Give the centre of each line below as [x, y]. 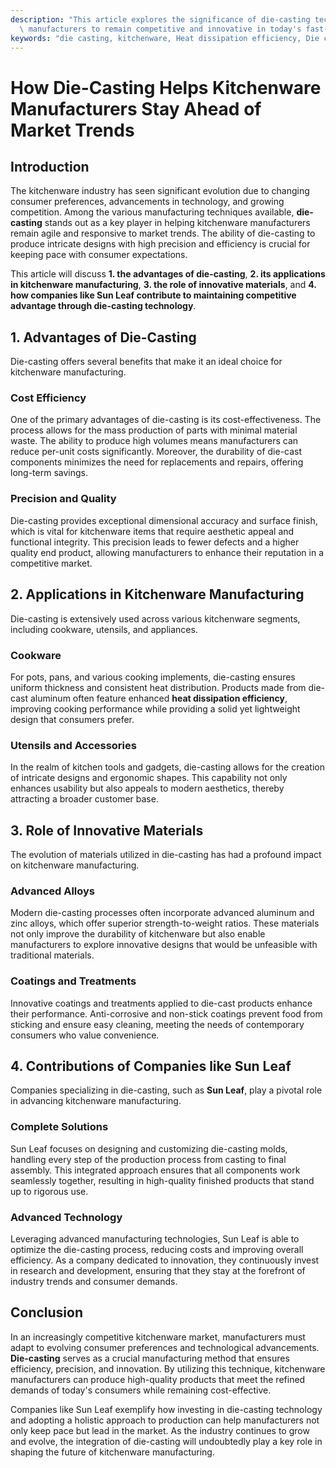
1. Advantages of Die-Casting [103, 337]
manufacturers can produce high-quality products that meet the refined [158, 1379]
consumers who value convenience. [85, 1035]
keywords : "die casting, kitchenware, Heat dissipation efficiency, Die [165, 38]
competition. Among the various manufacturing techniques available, [152, 212]
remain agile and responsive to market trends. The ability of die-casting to [163, 233]
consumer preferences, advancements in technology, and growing [147, 202]
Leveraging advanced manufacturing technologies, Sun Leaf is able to [155, 1239]
